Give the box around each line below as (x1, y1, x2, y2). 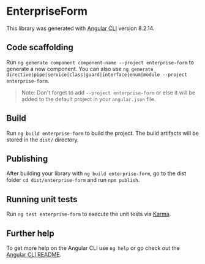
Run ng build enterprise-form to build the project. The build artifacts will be (6, 129, 199, 137)
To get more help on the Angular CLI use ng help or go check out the (6, 244, 180, 252)
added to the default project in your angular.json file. (21, 95, 156, 102)
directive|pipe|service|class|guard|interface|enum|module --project (6, 72, 188, 78)
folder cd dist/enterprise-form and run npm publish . (6, 176, 140, 184)
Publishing (6, 153, 48, 164)
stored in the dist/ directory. (6, 136, 80, 143)
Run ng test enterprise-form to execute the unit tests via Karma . (6, 210, 171, 218)
